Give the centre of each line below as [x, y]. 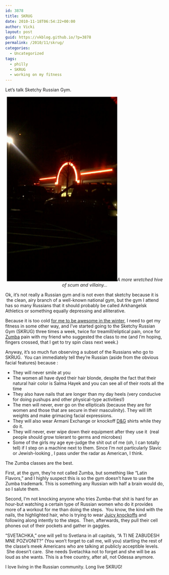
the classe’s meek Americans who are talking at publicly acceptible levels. [82, 546]
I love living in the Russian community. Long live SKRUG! [64, 567]
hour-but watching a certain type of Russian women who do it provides [79, 504]
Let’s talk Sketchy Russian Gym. [38, 90]
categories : [18, 48]
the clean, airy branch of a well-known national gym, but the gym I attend [82, 300]
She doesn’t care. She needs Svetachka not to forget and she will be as [81, 552]
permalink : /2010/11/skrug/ [35, 43]
